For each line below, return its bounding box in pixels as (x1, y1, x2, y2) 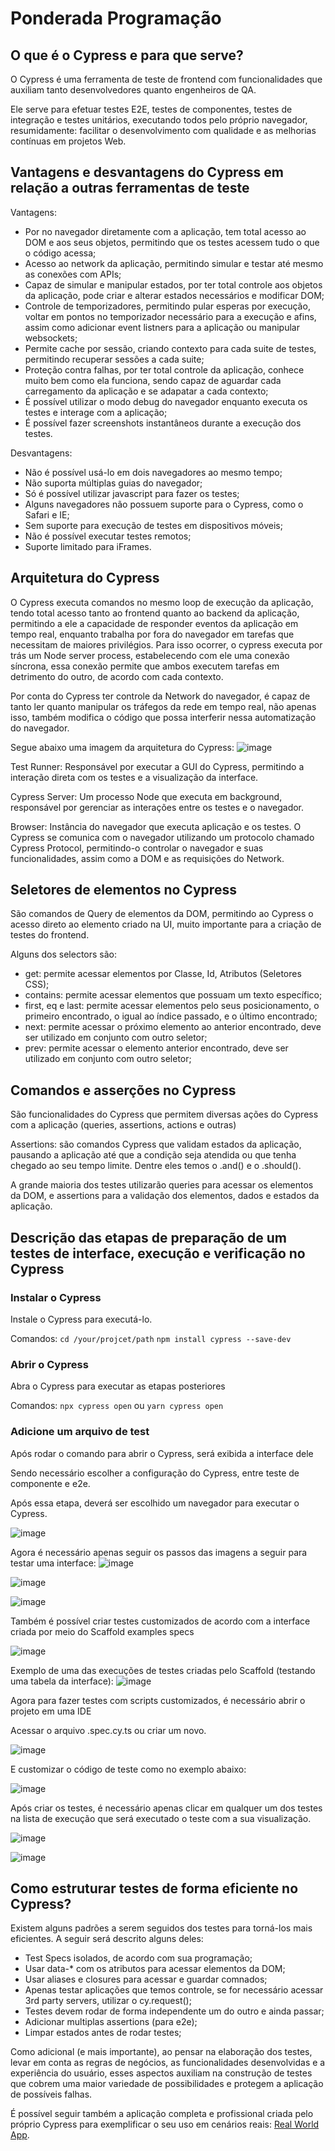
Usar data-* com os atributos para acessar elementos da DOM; (24, 1963, 286, 1975)
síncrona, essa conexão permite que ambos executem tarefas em (10, 660, 280, 672)
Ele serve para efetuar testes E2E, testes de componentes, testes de (10, 103, 293, 115)
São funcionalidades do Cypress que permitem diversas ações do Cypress (10, 1108, 319, 1121)
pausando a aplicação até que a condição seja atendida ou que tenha (10, 1149, 297, 1161)
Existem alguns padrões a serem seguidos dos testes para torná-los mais (10, 1922, 313, 1934)
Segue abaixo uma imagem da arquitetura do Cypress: (10, 741, 235, 753)
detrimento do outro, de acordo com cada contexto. (10, 670, 224, 682)
